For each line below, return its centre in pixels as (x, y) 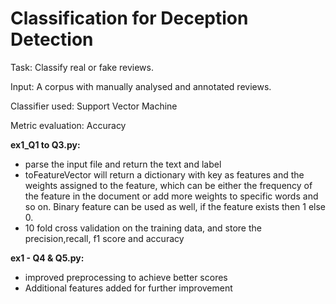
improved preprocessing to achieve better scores (126, 277)
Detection (52, 39)
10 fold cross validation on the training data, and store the (143, 228)
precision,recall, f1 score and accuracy (104, 238)
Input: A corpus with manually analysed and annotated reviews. (141, 86)
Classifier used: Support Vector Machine (94, 106)
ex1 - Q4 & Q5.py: (47, 258)
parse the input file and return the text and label (123, 164)
